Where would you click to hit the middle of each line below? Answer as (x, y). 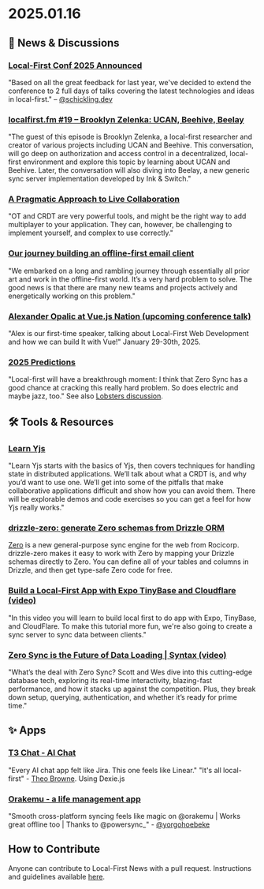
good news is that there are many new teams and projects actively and (123, 287)
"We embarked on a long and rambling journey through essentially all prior (129, 271)
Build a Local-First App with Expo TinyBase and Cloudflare (122, 591)
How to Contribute (54, 849)
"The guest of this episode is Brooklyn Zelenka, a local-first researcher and (130, 137)
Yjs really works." (36, 508)
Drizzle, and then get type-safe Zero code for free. (91, 570)
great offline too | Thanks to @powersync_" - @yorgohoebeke (109, 824)
